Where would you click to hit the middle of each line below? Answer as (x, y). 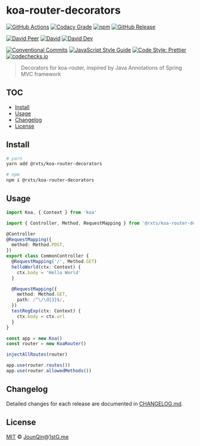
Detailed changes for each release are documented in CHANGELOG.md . (95, 403)
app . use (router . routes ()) (38, 365)
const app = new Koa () (34, 338)
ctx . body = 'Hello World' (49, 272)
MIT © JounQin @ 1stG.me (37, 436)
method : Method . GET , (42, 294)
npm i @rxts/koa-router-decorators (50, 180)
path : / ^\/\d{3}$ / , (41, 300)
